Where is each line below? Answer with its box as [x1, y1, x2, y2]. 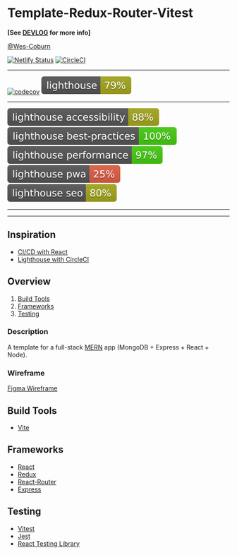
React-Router [17, 477, 56, 486]
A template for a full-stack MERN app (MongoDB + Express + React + [7, 342, 209, 351]
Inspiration [7, 229, 56, 241]
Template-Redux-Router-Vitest [7, 5, 194, 21]
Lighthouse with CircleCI [17, 255, 90, 263]
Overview [7, 275, 51, 287]
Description [7, 327, 49, 337]
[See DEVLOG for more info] [7, 28, 91, 37]
